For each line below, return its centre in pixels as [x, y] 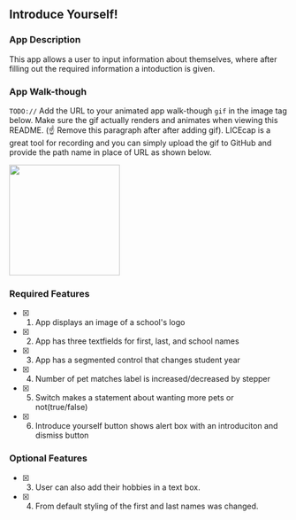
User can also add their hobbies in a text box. [118, 487]
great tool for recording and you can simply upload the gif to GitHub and [140, 143]
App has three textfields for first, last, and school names [137, 341]
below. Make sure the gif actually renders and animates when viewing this [144, 120]
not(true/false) [61, 407]
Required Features [49, 293]
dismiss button [62, 435]
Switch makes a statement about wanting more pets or [134, 398]
